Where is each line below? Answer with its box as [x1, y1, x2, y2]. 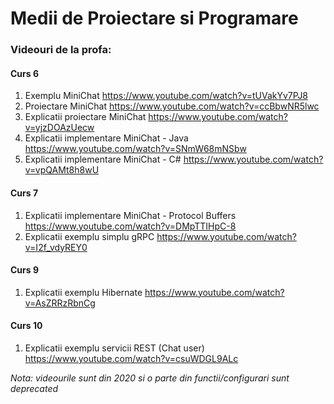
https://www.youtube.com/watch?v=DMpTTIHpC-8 [24, 220, 237, 232]
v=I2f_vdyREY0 [24, 241, 88, 253]
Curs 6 [10, 67, 40, 79]
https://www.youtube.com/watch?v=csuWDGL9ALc [24, 352, 239, 364]
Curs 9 [10, 264, 40, 276]
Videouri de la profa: [10, 43, 112, 57]
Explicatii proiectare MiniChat [24, 111, 147, 123]
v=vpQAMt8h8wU [24, 164, 100, 176]
